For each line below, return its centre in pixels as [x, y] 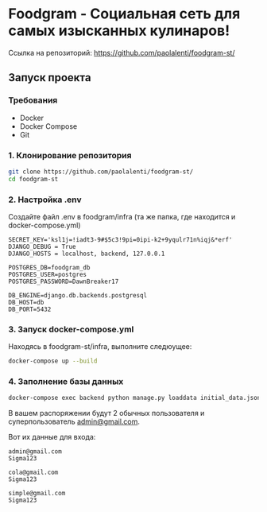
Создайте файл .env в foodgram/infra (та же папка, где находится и [122, 216]
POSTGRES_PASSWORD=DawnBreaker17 [64, 281]
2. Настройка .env [45, 200]
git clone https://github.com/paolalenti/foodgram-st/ [101, 172]
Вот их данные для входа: [52, 437]
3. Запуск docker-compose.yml [71, 329]
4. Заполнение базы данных [66, 382]
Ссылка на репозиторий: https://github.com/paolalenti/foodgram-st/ [122, 52]
